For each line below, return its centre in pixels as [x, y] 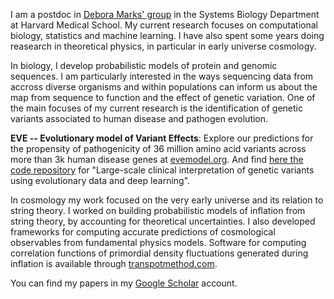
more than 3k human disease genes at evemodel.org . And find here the [157, 159]
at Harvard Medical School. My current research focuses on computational [164, 25]
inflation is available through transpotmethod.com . [114, 263]
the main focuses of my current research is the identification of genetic [156, 108]
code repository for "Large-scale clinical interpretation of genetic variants [162, 170]
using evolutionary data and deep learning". [100, 180]
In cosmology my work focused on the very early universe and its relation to [167, 200]
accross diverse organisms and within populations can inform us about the [164, 87]
